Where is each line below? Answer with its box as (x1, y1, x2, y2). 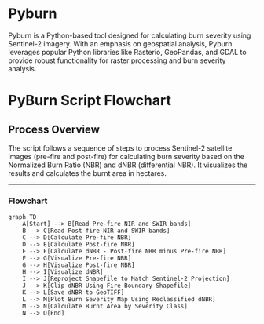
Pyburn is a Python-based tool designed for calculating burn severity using (8, 31, 251, 40)
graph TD (8, 213, 37, 221)
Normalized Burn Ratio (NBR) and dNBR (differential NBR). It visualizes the (8, 160, 248, 169)
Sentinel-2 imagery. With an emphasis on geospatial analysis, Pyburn (8, 38, 233, 48)
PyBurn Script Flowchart (8, 92, 171, 110)
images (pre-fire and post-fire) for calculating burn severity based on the (8, 151, 245, 161)
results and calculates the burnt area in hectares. (8, 168, 167, 177)
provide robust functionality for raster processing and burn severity (8, 56, 226, 65)
